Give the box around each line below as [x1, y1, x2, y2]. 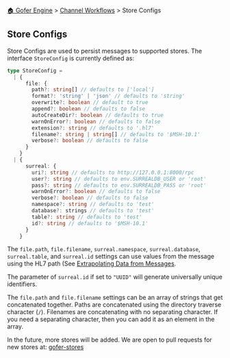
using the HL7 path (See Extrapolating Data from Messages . [7, 259, 177, 268]
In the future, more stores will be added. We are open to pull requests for [7, 335, 212, 344]
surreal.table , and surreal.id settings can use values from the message [7, 253, 214, 261]
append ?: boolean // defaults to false [31, 105, 146, 112]
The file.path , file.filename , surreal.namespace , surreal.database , [7, 245, 201, 253]
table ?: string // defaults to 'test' [31, 214, 142, 220]
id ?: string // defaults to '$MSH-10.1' [31, 220, 149, 227]
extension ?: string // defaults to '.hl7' [31, 125, 155, 131]
